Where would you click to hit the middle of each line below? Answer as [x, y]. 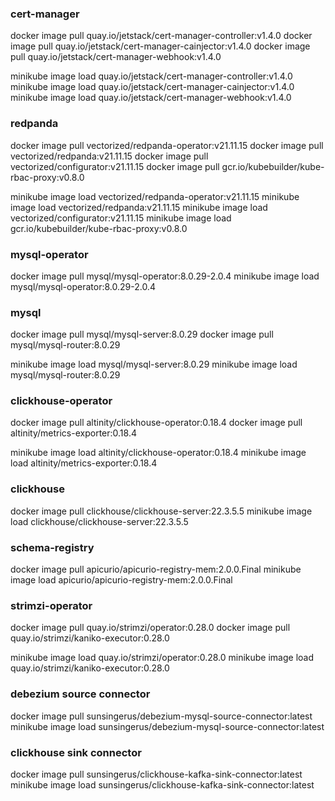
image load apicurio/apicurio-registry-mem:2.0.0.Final [121, 580]
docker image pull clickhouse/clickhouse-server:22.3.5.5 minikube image [161, 511]
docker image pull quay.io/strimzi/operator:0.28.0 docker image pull [150, 628]
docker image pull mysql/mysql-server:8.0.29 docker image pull [142, 334]
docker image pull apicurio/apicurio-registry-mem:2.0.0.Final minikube [156, 569]
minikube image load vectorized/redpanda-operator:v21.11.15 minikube [155, 196]
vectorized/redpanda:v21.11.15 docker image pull [109, 156]
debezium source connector [80, 694]
